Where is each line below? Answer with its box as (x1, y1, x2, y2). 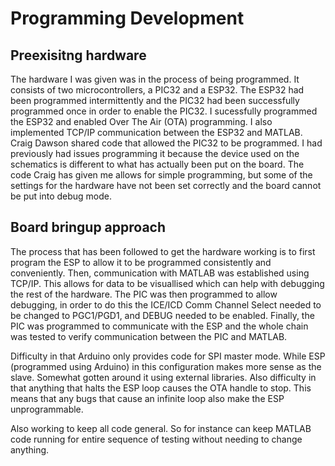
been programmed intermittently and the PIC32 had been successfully (10, 95, 300, 106)
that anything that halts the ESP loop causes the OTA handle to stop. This (10, 382, 312, 394)
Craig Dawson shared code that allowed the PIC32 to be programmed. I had (10, 137, 323, 149)
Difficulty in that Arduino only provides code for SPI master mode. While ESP (10, 350, 326, 362)
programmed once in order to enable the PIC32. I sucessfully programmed (10, 105, 318, 117)
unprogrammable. (10, 403, 84, 415)
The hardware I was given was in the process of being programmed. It (10, 73, 300, 85)
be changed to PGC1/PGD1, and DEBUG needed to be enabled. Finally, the (10, 309, 315, 321)
